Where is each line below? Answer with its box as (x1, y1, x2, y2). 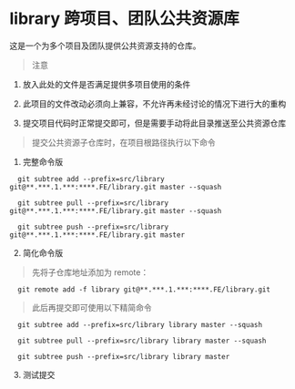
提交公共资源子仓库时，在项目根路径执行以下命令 (31, 137, 216, 148)
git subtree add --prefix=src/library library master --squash (17, 320, 262, 329)
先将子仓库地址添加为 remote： (31, 266, 149, 278)
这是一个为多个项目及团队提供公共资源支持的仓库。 (9, 40, 201, 51)
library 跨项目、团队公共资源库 (9, 8, 239, 29)
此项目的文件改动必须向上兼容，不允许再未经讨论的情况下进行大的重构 (22, 97, 287, 109)
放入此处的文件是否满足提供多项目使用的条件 (22, 78, 191, 89)
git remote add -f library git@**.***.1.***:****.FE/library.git (17, 284, 271, 294)
